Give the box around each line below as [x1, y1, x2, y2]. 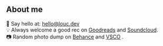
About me [6, 5, 43, 15]
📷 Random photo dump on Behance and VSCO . [6, 33, 124, 40]
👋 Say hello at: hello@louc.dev [6, 20, 80, 27]
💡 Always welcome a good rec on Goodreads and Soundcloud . [6, 26, 158, 33]
